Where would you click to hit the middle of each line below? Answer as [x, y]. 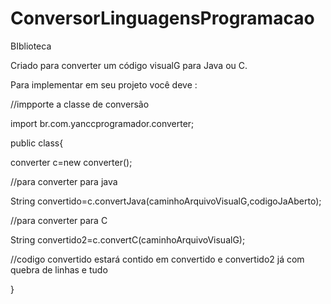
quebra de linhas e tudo [59, 269]
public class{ [37, 143]
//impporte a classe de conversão [80, 104]
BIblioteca [31, 46]
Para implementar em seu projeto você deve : [104, 84]
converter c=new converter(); [71, 162]
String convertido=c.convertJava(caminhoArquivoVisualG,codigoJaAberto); [166, 201]
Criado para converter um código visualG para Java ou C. [129, 65]
